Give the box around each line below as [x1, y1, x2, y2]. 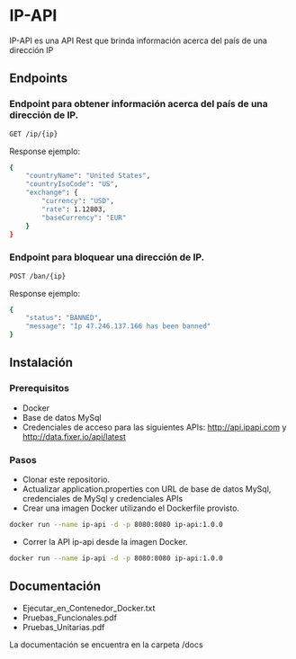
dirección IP [9, 44, 54, 55]
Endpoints [9, 71, 68, 86]
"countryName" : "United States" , [25, 172, 151, 181]
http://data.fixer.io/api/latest [22, 431, 126, 441]
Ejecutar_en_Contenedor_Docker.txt [22, 602, 156, 613]
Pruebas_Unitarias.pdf [22, 621, 105, 632]
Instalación [9, 355, 74, 370]
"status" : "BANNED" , [25, 314, 103, 323]
